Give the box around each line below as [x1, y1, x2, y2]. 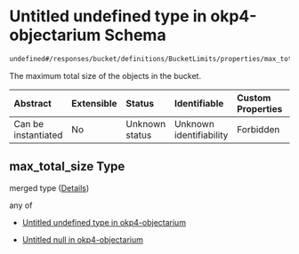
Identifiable [174, 97, 224, 109]
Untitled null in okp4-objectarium [21, 234, 144, 245]
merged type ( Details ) [9, 182, 90, 193]
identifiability [174, 129, 229, 141]
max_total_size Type [9, 159, 125, 174]
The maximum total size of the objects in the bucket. [9, 70, 202, 81]
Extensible [70, 97, 117, 109]
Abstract [13, 97, 52, 109]
